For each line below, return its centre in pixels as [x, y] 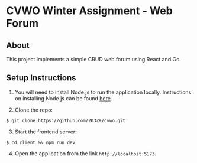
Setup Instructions [41, 78]
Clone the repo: [34, 110]
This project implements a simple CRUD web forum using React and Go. [94, 59]
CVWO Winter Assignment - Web [89, 11]
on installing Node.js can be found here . [63, 98]
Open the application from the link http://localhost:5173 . [85, 153]
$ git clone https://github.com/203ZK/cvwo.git [66, 120]
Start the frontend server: [46, 132]
